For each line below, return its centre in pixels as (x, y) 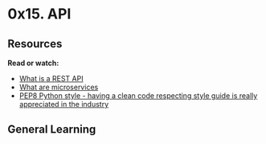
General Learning (52, 130)
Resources (35, 44)
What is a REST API (51, 78)
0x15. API (39, 14)
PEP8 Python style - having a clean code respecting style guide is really (138, 96)
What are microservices (59, 87)
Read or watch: (33, 63)
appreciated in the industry (64, 104)
